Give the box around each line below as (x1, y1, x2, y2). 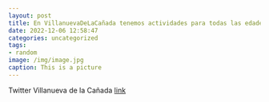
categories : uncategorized (8, 33, 98, 42)
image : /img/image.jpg (8, 57, 84, 65)
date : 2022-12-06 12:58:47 (8, 26, 98, 34)
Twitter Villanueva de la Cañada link (8, 85, 126, 95)
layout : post (8, 11, 52, 20)
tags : (8, 41, 26, 49)
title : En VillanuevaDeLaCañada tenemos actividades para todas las (8, 19, 242, 27)
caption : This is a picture (8, 64, 102, 72)
